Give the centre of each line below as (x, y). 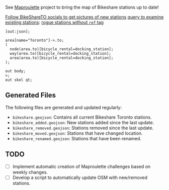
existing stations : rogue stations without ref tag (55, 22)
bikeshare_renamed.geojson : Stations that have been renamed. (77, 138)
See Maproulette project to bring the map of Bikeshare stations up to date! (82, 7)
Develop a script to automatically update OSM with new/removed (80, 177)
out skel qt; (19, 80)
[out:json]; (18, 32)
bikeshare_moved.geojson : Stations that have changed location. (77, 133)
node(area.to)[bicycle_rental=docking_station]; (62, 49)
